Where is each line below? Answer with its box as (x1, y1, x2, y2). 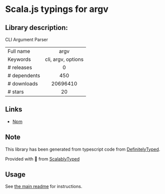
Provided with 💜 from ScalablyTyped (5, 156, 80, 162)
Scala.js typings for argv (5, 3, 109, 15)
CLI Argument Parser (5, 36, 48, 42)
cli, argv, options (45, 56, 83, 63)
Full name (7, 48, 31, 54)
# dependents (7, 72, 41, 79)
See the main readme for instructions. (5, 184, 82, 190)
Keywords (7, 56, 31, 63)
